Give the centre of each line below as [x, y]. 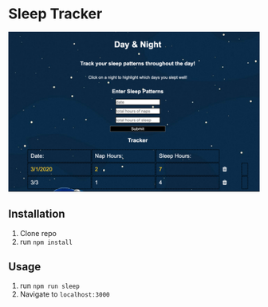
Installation [37, 214]
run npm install [46, 242]
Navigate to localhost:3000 [65, 294]
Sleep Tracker [55, 14]
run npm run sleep [49, 286]
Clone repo [38, 233]
